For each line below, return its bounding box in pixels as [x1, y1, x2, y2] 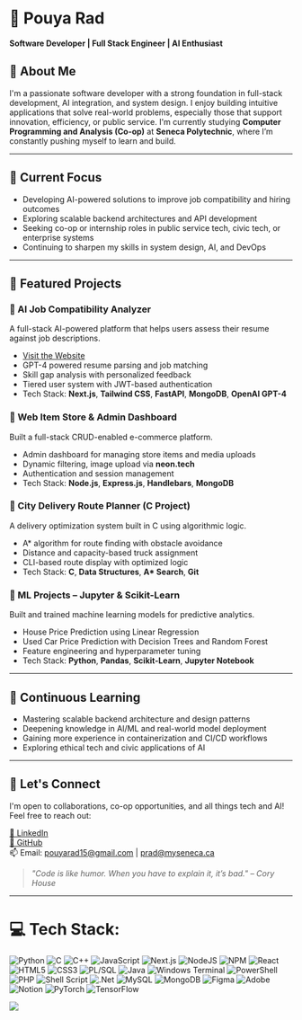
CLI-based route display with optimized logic [22, 556, 189, 567]
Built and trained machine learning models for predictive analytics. [9, 609, 255, 620]
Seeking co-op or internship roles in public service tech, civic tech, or [22, 222, 281, 233]
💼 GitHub [9, 837, 43, 847]
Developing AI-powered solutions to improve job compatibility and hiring [22, 193, 290, 205]
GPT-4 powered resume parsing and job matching [22, 359, 209, 371]
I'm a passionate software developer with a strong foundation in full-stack [9, 87, 283, 98]
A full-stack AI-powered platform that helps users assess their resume [9, 324, 270, 334]
